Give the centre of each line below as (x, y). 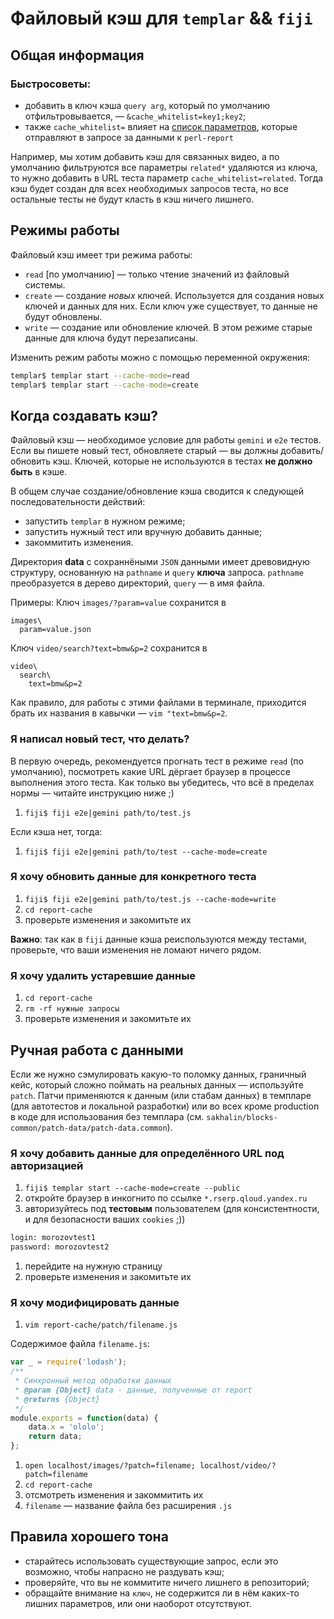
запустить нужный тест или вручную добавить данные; (143, 532)
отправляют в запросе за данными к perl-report (129, 137)
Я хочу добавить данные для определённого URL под (147, 1153)
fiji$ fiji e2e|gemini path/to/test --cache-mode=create (146, 852)
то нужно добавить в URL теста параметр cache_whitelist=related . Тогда (167, 178)
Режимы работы (65, 230)
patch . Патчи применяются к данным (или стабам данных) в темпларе (161, 1095)
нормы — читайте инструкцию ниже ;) (92, 793)
